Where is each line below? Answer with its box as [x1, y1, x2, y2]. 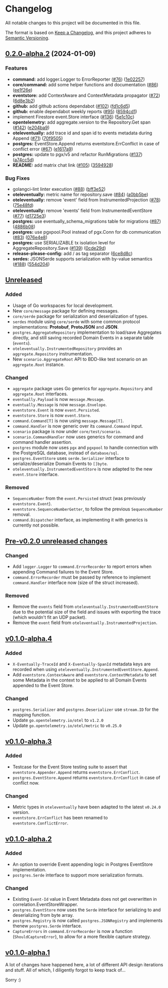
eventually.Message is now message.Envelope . [12, 401, 107, 407]
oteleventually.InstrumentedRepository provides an [12, 345, 122, 351]
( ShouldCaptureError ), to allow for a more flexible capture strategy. [12, 933, 151, 940]
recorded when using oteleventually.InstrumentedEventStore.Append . [12, 666, 159, 672]
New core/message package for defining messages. [12, 307, 119, 314]
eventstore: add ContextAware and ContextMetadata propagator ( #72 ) [12, 92, 160, 98]
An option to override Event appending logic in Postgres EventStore [12, 861, 153, 867]
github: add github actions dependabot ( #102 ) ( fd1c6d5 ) [12, 103, 130, 109]
